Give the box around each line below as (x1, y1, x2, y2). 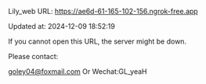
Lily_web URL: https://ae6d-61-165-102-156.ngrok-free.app (8, 7, 198, 16)
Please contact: (8, 52, 59, 61)
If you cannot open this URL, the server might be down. (8, 37, 186, 46)
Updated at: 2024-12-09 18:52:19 (8, 22, 115, 30)
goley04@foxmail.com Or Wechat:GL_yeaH (8, 67, 147, 76)
